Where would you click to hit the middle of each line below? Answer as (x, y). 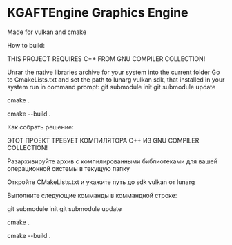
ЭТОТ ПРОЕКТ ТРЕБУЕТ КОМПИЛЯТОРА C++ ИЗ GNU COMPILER (103, 140)
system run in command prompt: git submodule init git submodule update (112, 87)
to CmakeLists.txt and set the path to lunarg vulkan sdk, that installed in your (116, 79)
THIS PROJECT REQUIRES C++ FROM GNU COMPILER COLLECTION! (106, 58)
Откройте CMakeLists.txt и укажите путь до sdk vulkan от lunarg (101, 182)
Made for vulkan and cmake (47, 32)
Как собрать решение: (40, 127)
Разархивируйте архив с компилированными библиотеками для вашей (112, 161)
